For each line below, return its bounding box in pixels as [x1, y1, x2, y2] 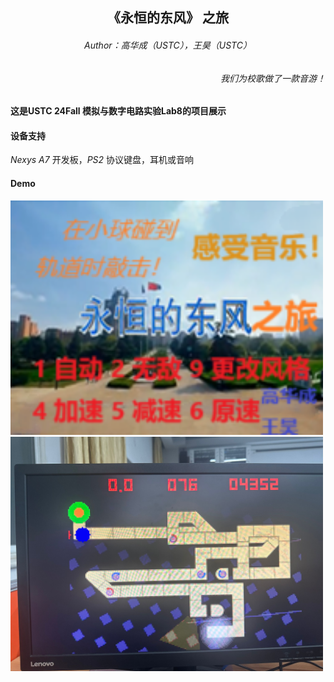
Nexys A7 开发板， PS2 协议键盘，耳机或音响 [10, 154, 195, 166]
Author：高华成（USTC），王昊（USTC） [84, 39, 252, 51]
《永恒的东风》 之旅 [107, 9, 229, 27]
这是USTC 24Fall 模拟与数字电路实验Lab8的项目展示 [10, 105, 227, 117]
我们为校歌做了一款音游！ [220, 72, 326, 84]
